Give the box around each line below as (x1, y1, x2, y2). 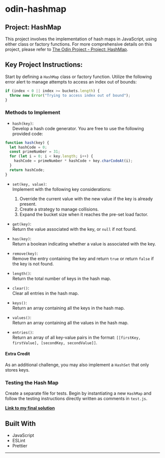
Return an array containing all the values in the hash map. (12, 320, 129, 325)
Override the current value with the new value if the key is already (19, 195, 153, 202)
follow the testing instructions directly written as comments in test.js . (5, 396, 148, 402)
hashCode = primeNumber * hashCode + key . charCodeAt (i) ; (14, 159, 133, 163)
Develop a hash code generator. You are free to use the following (12, 125, 144, 131)
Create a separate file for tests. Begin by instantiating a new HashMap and (5, 390, 151, 396)
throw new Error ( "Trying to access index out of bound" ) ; (9, 93, 131, 98)
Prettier (12, 443, 27, 449)
